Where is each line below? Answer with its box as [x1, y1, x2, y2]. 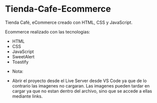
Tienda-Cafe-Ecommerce [5, 3, 111, 15]
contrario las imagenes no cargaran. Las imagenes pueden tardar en [12, 83, 150, 88]
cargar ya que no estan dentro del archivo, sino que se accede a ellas [12, 88, 152, 94]
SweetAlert [12, 53, 35, 59]
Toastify [12, 59, 29, 65]
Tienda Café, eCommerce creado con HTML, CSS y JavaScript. [5, 19, 133, 25]
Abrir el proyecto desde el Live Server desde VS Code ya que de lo [12, 78, 147, 84]
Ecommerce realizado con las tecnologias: [5, 29, 90, 34]
